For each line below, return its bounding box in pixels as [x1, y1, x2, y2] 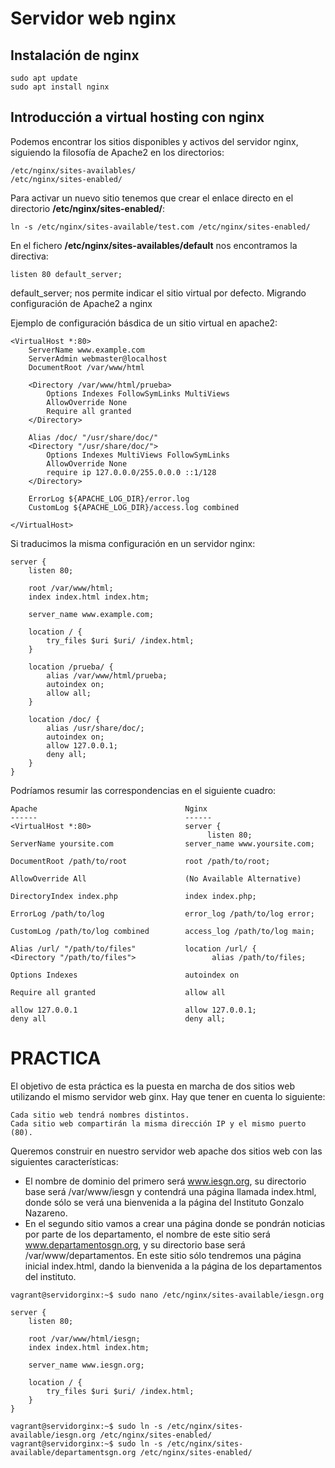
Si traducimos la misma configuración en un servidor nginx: [10, 537, 256, 549]
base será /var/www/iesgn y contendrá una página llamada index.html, [24, 1185, 317, 1197]
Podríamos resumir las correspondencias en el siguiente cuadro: [10, 784, 277, 796]
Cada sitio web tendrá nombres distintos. [10, 1110, 190, 1120]
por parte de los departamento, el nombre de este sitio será [24, 1228, 271, 1240]
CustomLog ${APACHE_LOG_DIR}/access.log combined [28, 502, 240, 512]
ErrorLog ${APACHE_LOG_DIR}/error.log [28, 493, 190, 504]
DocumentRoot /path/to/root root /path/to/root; [10, 856, 271, 866]
